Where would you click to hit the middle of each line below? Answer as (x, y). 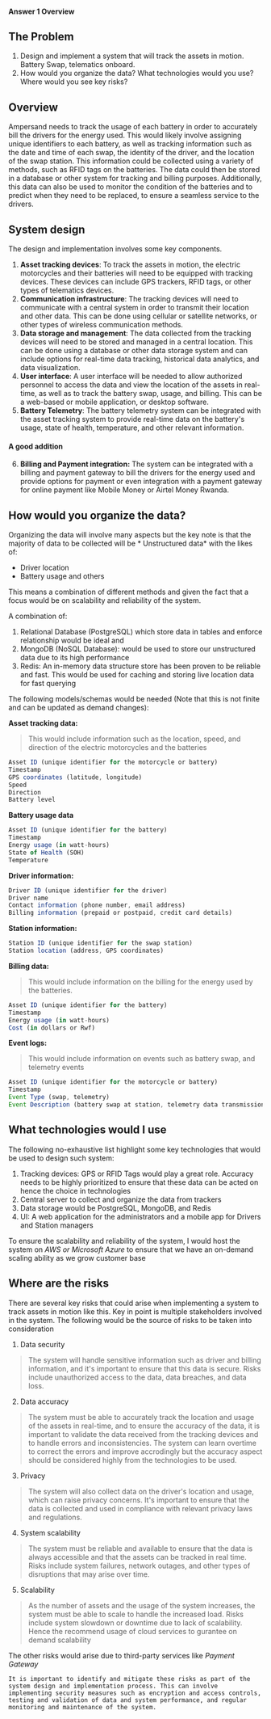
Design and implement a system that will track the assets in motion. (132, 56)
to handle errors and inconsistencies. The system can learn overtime (142, 1443)
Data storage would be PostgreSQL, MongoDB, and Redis (115, 1207)
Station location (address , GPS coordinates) (86, 951)
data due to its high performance (75, 658)
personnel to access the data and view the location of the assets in (131, 385)
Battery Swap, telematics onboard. (77, 65)
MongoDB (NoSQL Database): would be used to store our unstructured (138, 649)
